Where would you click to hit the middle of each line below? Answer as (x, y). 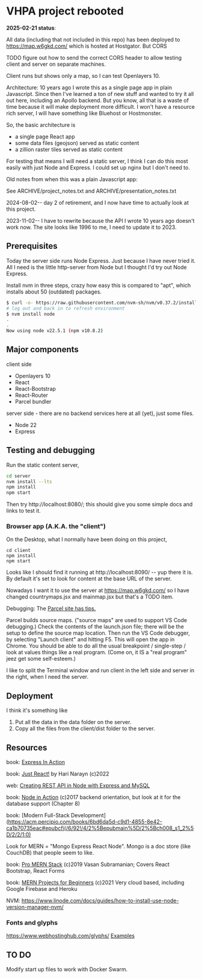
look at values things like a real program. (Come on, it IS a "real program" (97, 652)
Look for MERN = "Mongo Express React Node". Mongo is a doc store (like (99, 846)
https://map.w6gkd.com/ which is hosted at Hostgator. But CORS (87, 46)
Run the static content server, (43, 465)
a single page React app (45, 136)
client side (19, 364)
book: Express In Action (35, 762)
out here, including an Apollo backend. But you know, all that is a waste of (98, 100)
